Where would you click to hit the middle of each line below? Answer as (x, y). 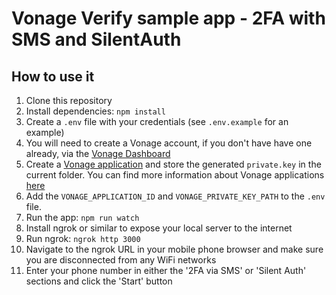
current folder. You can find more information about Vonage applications (175, 175)
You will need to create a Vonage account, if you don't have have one (169, 143)
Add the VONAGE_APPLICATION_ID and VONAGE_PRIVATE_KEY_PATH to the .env (175, 196)
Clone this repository (69, 100)
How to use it (53, 76)
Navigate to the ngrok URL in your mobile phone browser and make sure (174, 249)
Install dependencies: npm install (95, 111)
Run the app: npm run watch (82, 217)
